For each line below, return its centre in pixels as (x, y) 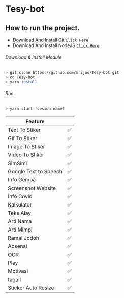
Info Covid (20, 196)
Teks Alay (20, 213)
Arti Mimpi (20, 230)
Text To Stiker (24, 130)
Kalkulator (20, 204)
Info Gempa (22, 179)
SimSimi (18, 163)
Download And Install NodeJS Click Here (56, 45)
